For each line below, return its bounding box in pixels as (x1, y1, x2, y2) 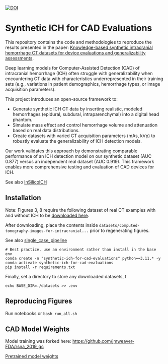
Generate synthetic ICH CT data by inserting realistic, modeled (12, 106, 142, 112)
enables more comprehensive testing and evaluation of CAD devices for (5, 164, 154, 170)
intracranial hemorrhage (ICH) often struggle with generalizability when (5, 70, 153, 76)
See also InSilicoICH (5, 179, 47, 185)
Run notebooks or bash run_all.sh (5, 310, 77, 316)
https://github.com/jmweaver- (72, 338, 135, 344)
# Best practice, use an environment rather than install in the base (5, 247, 156, 252)
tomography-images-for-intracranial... (5, 228, 89, 233)
